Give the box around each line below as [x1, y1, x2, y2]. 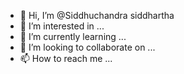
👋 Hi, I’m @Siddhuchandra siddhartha [19, 10, 175, 21]
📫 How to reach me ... [19, 53, 113, 64]
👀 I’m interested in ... [19, 20, 105, 32]
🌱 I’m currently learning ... [19, 31, 127, 42]
